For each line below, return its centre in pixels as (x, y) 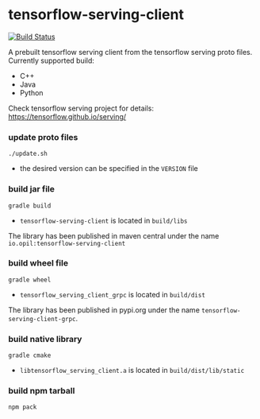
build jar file (32, 189)
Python (31, 92)
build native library (45, 339)
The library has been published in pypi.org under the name (104, 310)
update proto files (43, 137)
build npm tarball (42, 391)
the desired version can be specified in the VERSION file (109, 169)
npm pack (23, 407)
